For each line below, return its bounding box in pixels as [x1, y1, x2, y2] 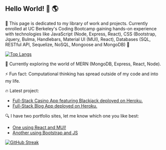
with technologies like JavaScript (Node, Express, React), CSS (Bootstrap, [5, 31, 157, 37]
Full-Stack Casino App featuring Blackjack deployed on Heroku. [12, 97, 143, 104]
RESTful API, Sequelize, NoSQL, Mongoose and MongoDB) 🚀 [5, 41, 130, 47]
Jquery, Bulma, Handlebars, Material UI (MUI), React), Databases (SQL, [5, 36, 151, 42]
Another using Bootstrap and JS [12, 130, 78, 136]
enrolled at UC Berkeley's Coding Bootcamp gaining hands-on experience [5, 25, 157, 31]
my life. [5, 78, 20, 84]
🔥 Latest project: [5, 87, 39, 94]
